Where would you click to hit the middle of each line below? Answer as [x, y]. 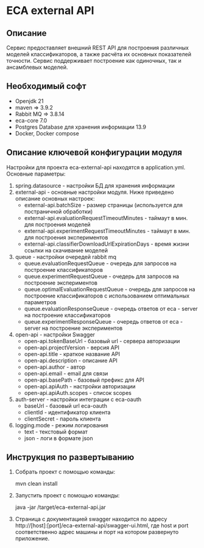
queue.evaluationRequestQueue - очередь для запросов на [100, 263]
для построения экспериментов [66, 237]
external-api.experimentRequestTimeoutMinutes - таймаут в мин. [107, 231]
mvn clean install [36, 484]
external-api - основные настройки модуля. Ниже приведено [94, 192]
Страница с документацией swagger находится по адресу [91, 519]
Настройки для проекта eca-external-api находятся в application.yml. [96, 167]
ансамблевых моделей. [37, 67]
